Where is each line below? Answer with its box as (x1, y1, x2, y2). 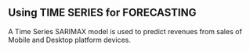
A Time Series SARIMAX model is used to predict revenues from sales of (8, 26, 243, 36)
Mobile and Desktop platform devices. (8, 35, 132, 44)
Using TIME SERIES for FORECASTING (8, 6, 197, 19)
